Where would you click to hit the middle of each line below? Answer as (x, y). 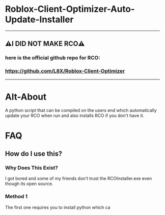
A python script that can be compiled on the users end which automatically (81, 110)
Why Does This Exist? (31, 168)
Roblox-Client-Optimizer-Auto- (70, 9)
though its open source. (29, 184)
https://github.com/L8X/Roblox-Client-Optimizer (65, 71)
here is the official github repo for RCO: (53, 58)
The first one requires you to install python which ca (58, 207)
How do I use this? (34, 154)
